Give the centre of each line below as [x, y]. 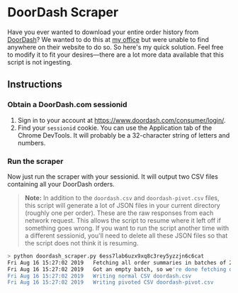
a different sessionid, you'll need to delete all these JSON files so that [126, 236]
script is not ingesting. [40, 62]
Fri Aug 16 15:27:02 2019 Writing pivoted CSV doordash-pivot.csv [110, 282]
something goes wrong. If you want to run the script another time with [126, 228]
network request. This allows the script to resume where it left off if [123, 220]
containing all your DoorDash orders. [61, 184]
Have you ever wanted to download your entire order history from [103, 32]
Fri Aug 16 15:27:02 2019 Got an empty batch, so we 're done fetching [117, 269]
